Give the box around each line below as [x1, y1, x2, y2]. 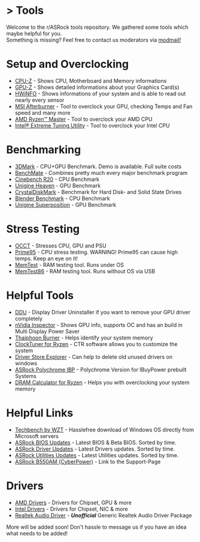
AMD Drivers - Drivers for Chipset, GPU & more [14, 499, 132, 506]
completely [14, 315, 43, 322]
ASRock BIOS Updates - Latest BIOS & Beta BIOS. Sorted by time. [14, 439, 177, 446]
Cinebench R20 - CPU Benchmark [14, 175, 100, 183]
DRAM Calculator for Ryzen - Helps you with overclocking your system [14, 379, 190, 386]
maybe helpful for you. [6, 29, 62, 37]
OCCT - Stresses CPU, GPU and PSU [14, 242, 107, 249]
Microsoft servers [14, 432, 59, 439]
